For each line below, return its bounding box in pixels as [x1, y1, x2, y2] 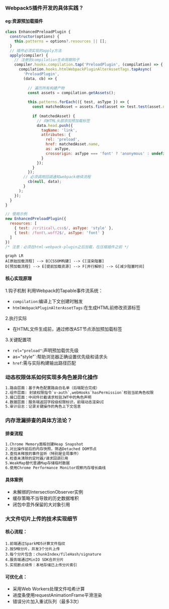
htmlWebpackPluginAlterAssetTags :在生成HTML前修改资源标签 [12, 304, 141, 311]
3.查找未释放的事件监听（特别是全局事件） [5, 451, 81, 456]
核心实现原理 [5, 275, 32, 281]
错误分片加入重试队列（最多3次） [12, 598, 82, 604]
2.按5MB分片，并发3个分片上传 [5, 546, 60, 552]
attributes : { [41, 132, 71, 137]
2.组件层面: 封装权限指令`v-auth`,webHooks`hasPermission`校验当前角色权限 [5, 390, 154, 395]
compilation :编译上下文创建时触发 [12, 298, 83, 304]
